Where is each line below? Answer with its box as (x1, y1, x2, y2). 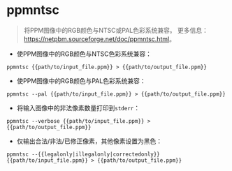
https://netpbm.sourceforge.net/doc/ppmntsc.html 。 (23, 34, 176, 43)
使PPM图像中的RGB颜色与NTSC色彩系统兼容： (16, 50, 152, 58)
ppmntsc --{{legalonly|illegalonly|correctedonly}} (6, 151, 160, 158)
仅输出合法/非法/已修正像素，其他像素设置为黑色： (16, 137, 162, 145)
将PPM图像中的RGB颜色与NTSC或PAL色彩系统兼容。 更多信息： (23, 26, 209, 34)
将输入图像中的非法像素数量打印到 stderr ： (16, 103, 140, 112)
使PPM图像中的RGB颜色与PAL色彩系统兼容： (16, 76, 146, 85)
